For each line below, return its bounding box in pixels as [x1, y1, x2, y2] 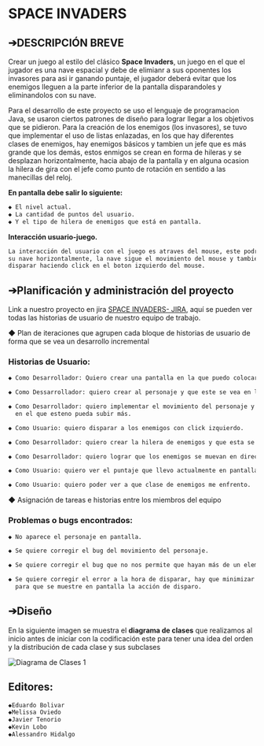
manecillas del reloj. [8, 173, 73, 182]
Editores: [8, 681, 53, 694]
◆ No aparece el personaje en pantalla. [8, 533, 143, 540]
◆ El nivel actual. [8, 203, 72, 211]
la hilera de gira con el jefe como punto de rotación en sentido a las [8, 165, 226, 173]
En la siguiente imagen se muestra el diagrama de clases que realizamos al [8, 625, 253, 635]
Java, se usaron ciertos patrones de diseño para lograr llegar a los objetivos [8, 114, 255, 123]
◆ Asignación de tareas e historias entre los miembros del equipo [8, 495, 222, 505]
